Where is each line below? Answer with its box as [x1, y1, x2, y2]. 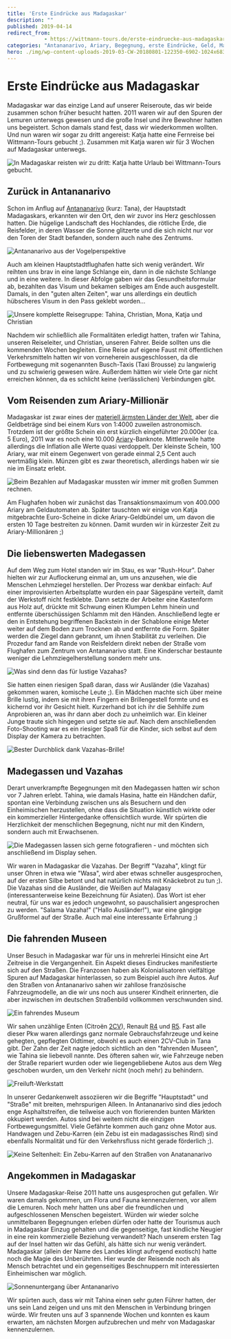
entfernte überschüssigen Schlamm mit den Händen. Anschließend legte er [7, 610, 221, 618]
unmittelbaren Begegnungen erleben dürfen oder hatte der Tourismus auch [7, 1218, 221, 1226]
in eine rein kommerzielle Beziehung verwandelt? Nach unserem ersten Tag [7, 1232, 221, 1240]
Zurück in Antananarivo [7, 186, 111, 197]
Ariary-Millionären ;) [7, 528, 64, 536]
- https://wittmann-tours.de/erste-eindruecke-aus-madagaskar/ [43, 36, 229, 43]
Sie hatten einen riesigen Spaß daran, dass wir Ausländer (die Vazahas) [7, 681, 210, 689]
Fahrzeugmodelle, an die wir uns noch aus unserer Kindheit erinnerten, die [7, 988, 219, 996]
